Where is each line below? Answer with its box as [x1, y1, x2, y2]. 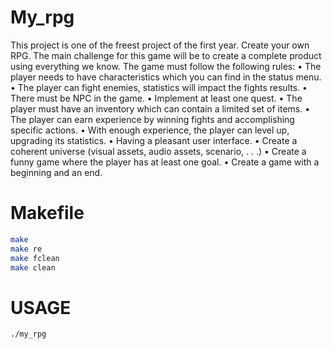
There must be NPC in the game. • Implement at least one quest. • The [10, 92, 303, 104]
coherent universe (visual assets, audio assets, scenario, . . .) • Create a [10, 145, 307, 157]
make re [10, 244, 43, 254]
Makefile [10, 202, 85, 225]
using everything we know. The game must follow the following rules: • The [10, 60, 322, 72]
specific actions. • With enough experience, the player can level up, [10, 124, 290, 136]
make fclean [10, 253, 60, 263]
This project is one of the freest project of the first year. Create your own [10, 39, 310, 51]
